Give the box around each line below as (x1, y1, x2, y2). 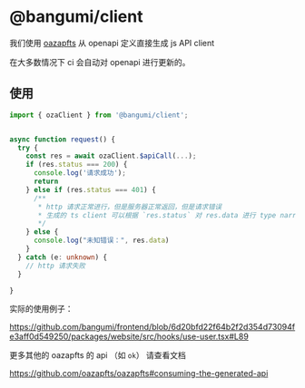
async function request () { (9, 134, 116, 144)
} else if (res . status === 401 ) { (25, 185, 156, 194)
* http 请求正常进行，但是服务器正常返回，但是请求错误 (37, 202, 222, 211)
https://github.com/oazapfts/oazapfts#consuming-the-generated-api (9, 368, 269, 379)
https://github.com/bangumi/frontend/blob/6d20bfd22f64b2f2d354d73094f (9, 322, 296, 333)
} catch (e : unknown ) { (17, 252, 107, 262)
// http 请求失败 (25, 261, 86, 270)
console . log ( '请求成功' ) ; (33, 169, 127, 178)
